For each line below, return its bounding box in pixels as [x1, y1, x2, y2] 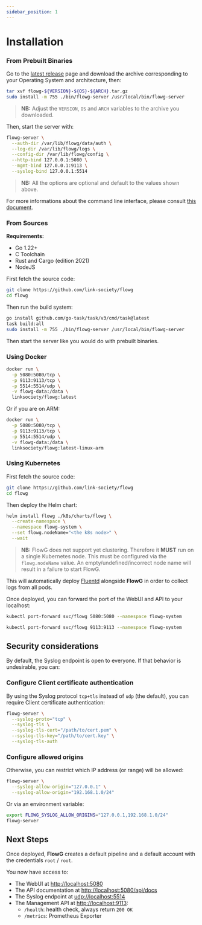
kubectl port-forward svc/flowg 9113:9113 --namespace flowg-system [6, 624, 182, 630]
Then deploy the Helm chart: [6, 501, 77, 508]
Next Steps [6, 834, 49, 845]
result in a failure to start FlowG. [21, 566, 101, 573]
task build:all [6, 321, 45, 327]
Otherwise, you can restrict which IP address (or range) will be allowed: [6, 767, 184, 774]
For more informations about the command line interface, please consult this [6, 197, 197, 204]
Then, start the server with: [6, 123, 74, 130]
